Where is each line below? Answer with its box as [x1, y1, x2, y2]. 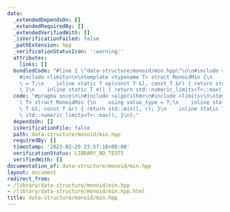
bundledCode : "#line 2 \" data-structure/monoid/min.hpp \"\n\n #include [13, 67, 219, 74]
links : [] [19, 61, 48, 68]
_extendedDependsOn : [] [13, 16, 81, 23]
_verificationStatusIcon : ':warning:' [13, 49, 125, 55]
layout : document [7, 169, 57, 176]
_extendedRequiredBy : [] [13, 23, 84, 29]
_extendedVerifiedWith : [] [13, 29, 90, 36]
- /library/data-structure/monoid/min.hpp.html [7, 188, 146, 195]
